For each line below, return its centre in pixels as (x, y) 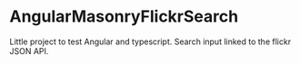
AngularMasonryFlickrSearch (124, 17)
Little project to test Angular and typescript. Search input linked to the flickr (150, 41)
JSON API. (29, 50)
